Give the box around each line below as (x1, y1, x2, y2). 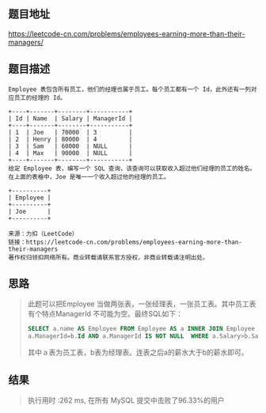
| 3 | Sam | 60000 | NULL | (8, 142, 133, 150)
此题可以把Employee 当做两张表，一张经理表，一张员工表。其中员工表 (27, 299, 256, 309)
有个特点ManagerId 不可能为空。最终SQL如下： (27, 309, 184, 319)
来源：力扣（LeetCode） (8, 229, 78, 237)
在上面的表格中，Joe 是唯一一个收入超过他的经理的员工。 (8, 172, 170, 180)
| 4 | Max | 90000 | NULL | (8, 149, 133, 157)
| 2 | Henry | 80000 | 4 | (8, 135, 133, 143)
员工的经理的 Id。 (13, 93, 66, 101)
